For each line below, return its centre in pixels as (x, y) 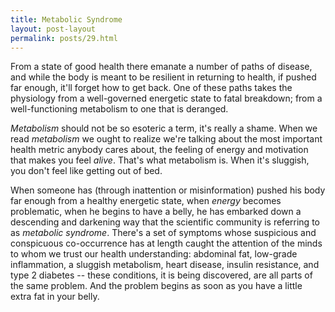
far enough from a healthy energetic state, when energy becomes (146, 201)
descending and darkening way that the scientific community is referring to (165, 222)
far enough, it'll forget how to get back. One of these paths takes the (151, 88)
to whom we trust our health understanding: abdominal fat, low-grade (154, 254)
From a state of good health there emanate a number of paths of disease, (161, 67)
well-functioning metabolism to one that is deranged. (119, 109)
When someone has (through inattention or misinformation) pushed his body (168, 190)
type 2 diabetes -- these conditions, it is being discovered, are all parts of (161, 275)
